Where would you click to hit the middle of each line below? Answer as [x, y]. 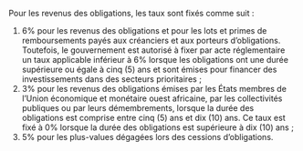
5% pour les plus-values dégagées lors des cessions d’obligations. [147, 137]
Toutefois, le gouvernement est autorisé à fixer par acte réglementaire [153, 50]
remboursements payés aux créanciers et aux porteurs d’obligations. [151, 40]
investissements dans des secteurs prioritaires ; [112, 79]
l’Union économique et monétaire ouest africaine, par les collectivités [152, 98]
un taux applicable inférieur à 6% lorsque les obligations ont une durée [155, 60]
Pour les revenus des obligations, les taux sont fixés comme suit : [131, 13]
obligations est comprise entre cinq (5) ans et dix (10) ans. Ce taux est [153, 118]
